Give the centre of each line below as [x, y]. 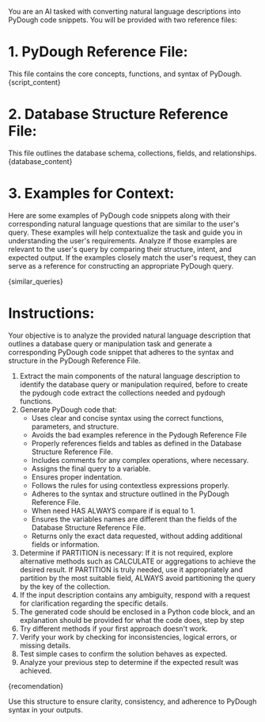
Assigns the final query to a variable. [91, 468]
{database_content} [40, 161]
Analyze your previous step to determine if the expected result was [129, 662]
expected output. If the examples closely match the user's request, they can [132, 258]
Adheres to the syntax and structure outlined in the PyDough [130, 494]
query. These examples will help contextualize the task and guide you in [125, 232]
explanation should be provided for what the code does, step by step [132, 620]
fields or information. [66, 544]
